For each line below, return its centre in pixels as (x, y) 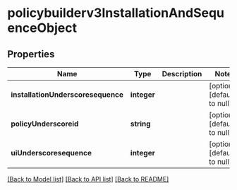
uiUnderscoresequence (51, 153)
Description (182, 74)
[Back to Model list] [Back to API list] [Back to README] (88, 179)
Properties (31, 54)
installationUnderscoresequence (67, 95)
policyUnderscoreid (45, 124)
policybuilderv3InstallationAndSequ (116, 13)
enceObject (42, 28)
